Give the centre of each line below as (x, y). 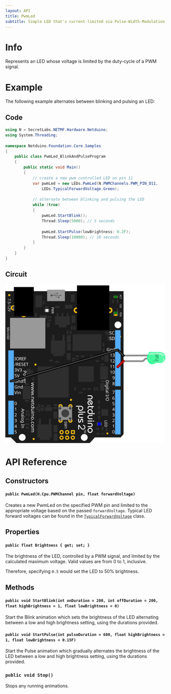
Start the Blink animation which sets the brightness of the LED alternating (82, 617)
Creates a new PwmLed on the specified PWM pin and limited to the (77, 505)
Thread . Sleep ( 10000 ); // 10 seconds (80, 237)
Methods (20, 587)
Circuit (16, 274)
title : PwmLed (20, 16)
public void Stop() (29, 675)
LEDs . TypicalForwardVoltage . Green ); (80, 189)
